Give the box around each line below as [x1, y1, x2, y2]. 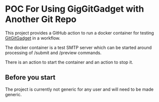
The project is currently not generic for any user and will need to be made [5, 86, 154, 92]
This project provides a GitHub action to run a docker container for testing [5, 30, 154, 36]
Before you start [5, 73, 56, 82]
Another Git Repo [5, 14, 77, 25]
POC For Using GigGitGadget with [5, 3, 144, 15]
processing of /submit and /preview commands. [5, 50, 102, 56]
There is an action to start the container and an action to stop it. [5, 59, 134, 65]
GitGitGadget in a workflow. [5, 35, 61, 41]
